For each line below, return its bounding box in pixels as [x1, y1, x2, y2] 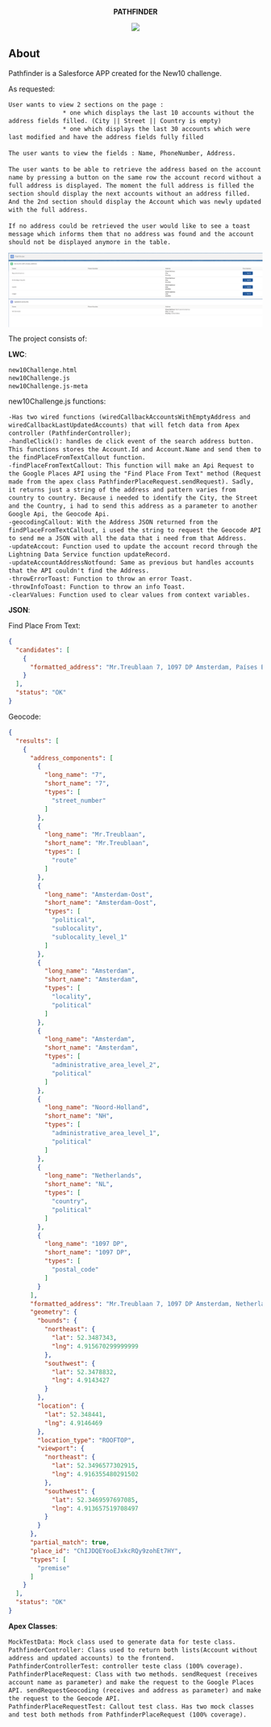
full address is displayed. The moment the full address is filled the [8, 181, 254, 189]
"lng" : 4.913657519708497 [51, 1504, 139, 1513]
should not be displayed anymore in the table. [8, 238, 172, 246]
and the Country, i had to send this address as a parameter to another [8, 501, 258, 510]
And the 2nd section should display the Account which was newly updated [8, 197, 262, 205]
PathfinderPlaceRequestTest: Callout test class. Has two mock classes [8, 1702, 254, 1711]
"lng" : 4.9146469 [44, 1419, 103, 1427]
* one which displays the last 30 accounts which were [62, 125, 251, 133]
